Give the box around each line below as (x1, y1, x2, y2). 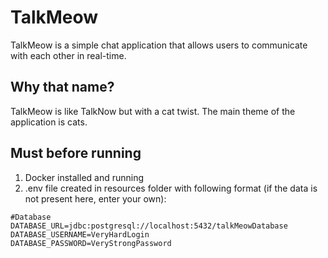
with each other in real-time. (10, 49, 127, 61)
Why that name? (10, 79, 115, 96)
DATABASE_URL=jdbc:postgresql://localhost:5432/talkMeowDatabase (10, 221, 288, 231)
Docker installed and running (24, 171, 145, 183)
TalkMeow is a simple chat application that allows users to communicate (10, 39, 308, 51)
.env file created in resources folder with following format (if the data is (24, 182, 318, 194)
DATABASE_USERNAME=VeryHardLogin (10, 229, 150, 240)
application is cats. (10, 116, 88, 128)
